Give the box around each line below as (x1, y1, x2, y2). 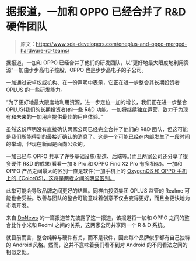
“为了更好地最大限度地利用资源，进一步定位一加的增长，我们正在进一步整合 (6, 98, 188, 105)
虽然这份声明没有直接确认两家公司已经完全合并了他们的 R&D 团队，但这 (6, 125, 178, 132)
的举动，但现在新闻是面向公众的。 (6, 140, 88, 147)
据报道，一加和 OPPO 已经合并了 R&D (6, 5, 186, 19)
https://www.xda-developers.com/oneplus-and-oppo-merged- (36, 40, 187, 47)
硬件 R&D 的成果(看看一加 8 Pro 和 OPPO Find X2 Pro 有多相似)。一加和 (10, 160, 183, 167)
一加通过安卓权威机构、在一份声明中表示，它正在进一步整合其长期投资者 (6, 78, 180, 85)
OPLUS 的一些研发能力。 (6, 86, 66, 93)
